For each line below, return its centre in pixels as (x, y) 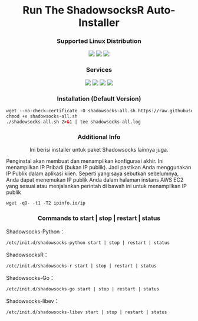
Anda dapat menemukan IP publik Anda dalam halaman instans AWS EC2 (95, 180)
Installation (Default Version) (99, 99)
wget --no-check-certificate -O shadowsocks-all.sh (71, 111)
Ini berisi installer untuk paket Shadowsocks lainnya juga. (99, 150)
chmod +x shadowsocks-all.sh (42, 116)
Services (99, 70)
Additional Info (99, 137)
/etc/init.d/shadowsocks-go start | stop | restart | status (83, 289)
